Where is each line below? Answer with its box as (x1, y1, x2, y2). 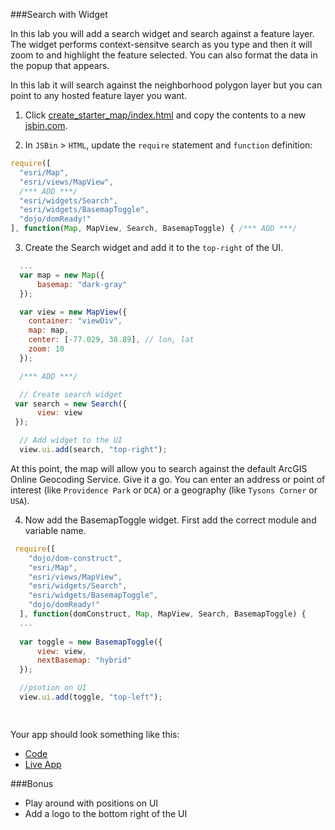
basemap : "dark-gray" (36, 279, 128, 289)
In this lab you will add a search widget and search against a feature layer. (10, 28, 315, 39)
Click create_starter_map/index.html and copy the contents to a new (24, 109, 307, 121)
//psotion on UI (19, 683, 87, 693)
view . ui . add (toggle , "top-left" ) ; (19, 692, 163, 702)
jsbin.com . (24, 120, 68, 131)
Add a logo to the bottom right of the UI (24, 807, 188, 819)
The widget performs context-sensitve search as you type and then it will (10, 39, 313, 50)
